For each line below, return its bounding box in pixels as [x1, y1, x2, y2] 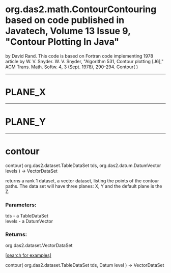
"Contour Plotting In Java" [5, 36, 120, 48]
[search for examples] [5, 252, 52, 258]
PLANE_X [5, 87, 46, 98]
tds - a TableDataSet [5, 213, 48, 219]
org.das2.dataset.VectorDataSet [5, 242, 73, 249]
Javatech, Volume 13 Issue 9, [5, 25, 131, 37]
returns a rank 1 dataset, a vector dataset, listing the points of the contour [5, 177, 159, 184]
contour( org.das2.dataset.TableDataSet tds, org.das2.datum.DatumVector [5, 162, 161, 169]
